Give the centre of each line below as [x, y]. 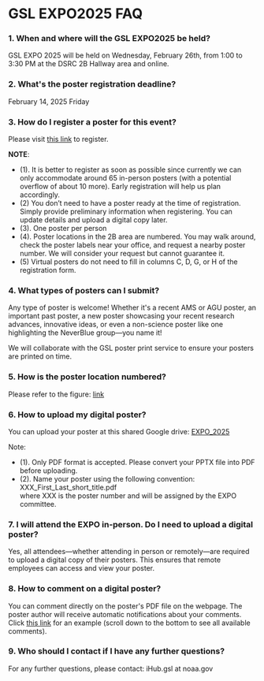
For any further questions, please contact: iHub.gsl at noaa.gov [111, 668]
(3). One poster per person [63, 229]
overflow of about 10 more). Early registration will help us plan [120, 187]
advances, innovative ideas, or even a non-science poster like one [116, 325]
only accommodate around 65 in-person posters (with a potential [125, 178]
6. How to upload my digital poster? [77, 415]
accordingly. [40, 195]
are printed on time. [40, 356]
